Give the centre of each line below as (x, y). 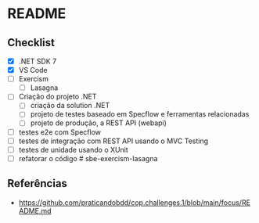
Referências (38, 183)
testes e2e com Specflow (59, 132)
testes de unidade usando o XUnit (73, 149)
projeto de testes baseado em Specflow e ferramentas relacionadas (140, 114)
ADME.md (35, 210)
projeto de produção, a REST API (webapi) (99, 123)
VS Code (33, 70)
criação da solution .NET (70, 106)
